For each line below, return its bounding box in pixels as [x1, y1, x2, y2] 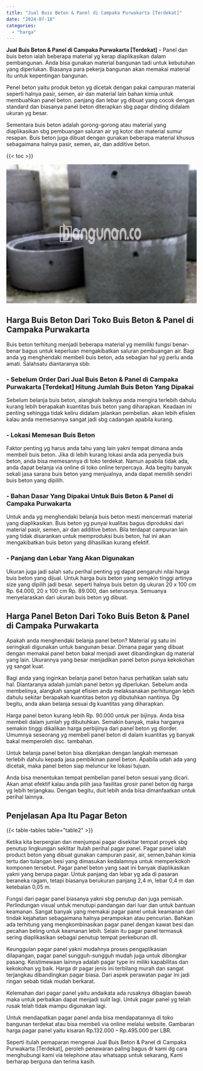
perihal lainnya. [6, 793, 44, 800]
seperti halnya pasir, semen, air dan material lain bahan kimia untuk [6, 90, 174, 98]
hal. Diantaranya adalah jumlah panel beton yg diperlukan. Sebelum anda [6, 680, 188, 688]
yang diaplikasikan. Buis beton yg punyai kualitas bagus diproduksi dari [6, 520, 184, 527]
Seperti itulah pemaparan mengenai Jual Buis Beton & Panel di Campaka [6, 1039, 187, 1046]
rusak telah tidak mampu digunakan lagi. [6, 1003, 107, 1010]
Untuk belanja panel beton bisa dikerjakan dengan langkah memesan [6, 749, 178, 757]
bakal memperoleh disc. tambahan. [6, 737, 94, 744]
